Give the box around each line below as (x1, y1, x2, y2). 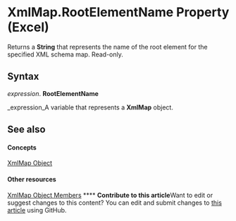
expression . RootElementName (7, 89, 99, 97)
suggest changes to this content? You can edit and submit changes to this (7, 198, 222, 207)
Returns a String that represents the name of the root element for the (7, 42, 208, 51)
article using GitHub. (7, 205, 67, 214)
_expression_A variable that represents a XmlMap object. (7, 103, 174, 112)
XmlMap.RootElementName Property (7, 4, 230, 20)
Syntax (7, 71, 39, 83)
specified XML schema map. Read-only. (7, 50, 123, 59)
